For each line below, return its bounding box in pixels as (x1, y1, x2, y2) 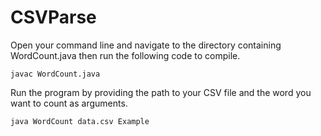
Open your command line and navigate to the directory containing (10, 39, 282, 51)
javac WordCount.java (10, 69, 101, 79)
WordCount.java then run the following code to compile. (10, 49, 241, 61)
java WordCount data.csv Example (10, 116, 150, 126)
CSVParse (10, 6, 97, 29)
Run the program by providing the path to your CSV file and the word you (10, 86, 312, 98)
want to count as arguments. (10, 97, 128, 109)
